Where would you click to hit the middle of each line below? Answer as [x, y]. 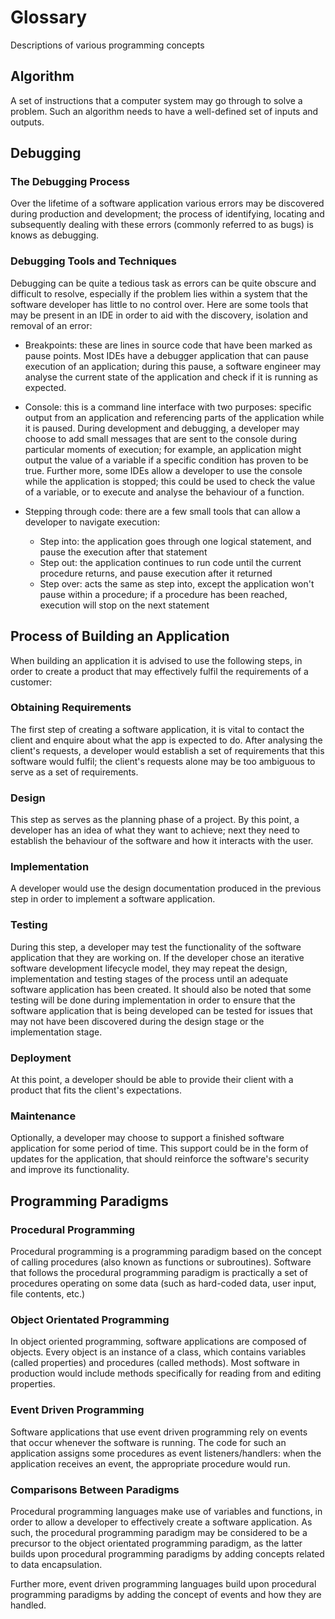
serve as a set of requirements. [74, 772]
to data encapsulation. [56, 1564]
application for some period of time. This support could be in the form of [159, 1148]
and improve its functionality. [70, 1170]
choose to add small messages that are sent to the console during [161, 438]
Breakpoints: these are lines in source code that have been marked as [168, 345]
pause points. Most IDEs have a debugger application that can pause [166, 355]
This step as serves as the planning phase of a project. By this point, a [155, 820]
